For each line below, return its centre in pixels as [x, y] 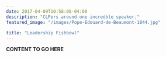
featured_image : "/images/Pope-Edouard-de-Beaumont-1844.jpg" [83, 22]
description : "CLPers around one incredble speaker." [73, 17]
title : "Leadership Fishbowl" [43, 33]
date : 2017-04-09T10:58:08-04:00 [47, 11]
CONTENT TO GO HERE [35, 49]
